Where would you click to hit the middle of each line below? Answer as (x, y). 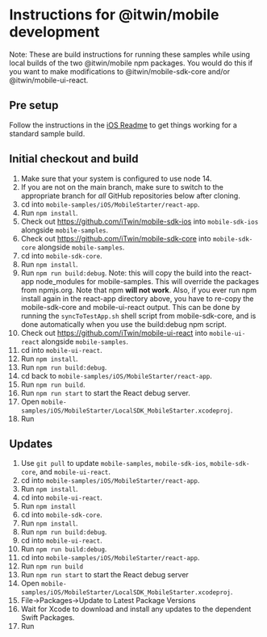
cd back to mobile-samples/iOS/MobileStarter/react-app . (116, 375)
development (54, 32)
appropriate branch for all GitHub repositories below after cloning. (130, 195)
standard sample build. (47, 133)
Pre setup (34, 105)
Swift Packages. (48, 618)
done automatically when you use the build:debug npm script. (123, 324)
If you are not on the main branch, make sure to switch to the (122, 186)
